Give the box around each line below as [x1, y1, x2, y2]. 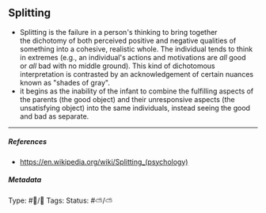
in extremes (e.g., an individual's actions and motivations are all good [19, 52, 246, 62]
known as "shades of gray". [19, 78, 111, 87]
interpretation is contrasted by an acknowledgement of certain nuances [19, 69, 254, 78]
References [8, 137, 47, 146]
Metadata [8, 175, 42, 184]
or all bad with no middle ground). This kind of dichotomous [19, 61, 215, 70]
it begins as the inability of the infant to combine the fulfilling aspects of [19, 86, 254, 96]
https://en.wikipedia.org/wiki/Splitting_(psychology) [19, 157, 188, 166]
